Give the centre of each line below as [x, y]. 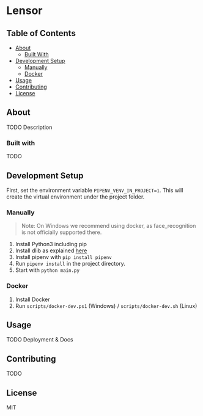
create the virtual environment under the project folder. [76, 197]
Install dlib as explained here [51, 250]
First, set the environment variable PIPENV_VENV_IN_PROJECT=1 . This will [95, 190]
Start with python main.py [47, 270]
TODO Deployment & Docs [40, 340]
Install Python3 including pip [51, 244]
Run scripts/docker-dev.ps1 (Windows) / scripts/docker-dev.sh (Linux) [106, 305]
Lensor [24, 11]
